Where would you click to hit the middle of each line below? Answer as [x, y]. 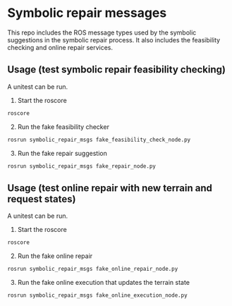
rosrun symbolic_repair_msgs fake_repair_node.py [82, 166]
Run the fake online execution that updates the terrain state [104, 282]
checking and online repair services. [60, 47]
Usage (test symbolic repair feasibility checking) [116, 69]
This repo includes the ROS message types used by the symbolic [102, 32]
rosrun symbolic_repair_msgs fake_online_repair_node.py [93, 269]
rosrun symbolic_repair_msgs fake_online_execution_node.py [98, 295]
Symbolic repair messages [87, 13]
